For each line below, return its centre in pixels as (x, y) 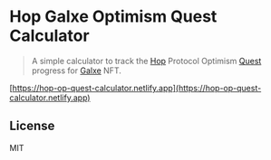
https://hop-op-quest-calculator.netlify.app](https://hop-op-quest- (137, 88)
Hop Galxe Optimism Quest (113, 17)
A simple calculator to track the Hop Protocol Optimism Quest (146, 61)
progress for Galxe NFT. (77, 71)
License (32, 126)
